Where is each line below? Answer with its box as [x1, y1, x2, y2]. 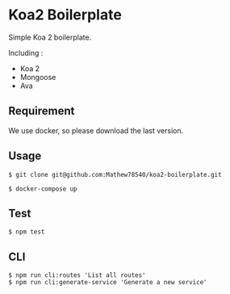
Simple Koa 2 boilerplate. [8, 32, 92, 42]
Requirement [8, 104, 75, 118]
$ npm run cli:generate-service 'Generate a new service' [8, 279, 207, 287]
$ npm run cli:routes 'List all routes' [8, 271, 147, 279]
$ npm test [8, 228, 45, 236]
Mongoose [19, 72, 56, 82]
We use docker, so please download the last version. [8, 125, 184, 135]
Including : [8, 48, 44, 57]
